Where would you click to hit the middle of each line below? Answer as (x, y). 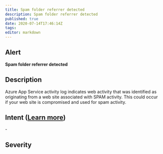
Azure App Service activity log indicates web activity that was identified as (81, 92)
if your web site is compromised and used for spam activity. (66, 102)
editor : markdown (23, 32)
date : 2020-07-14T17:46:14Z (34, 23)
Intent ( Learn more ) (35, 118)
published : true (22, 19)
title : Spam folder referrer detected (45, 10)
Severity (18, 145)
